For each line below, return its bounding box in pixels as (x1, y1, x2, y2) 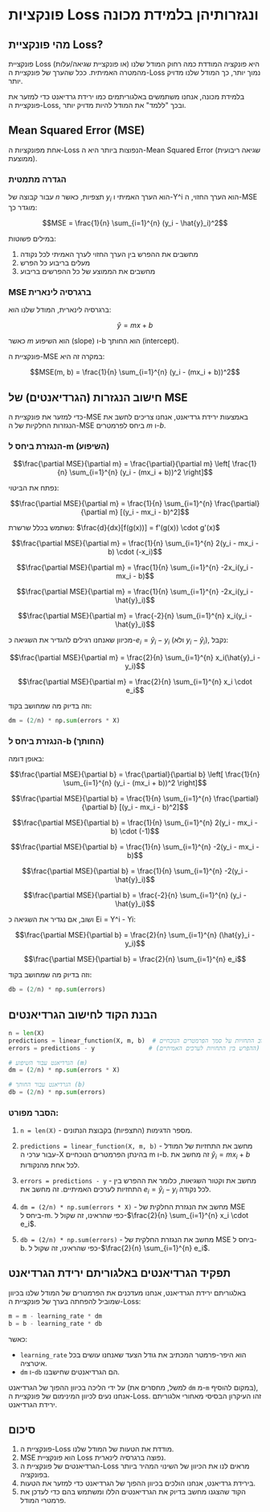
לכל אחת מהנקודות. (19, 1160, 80, 1170)
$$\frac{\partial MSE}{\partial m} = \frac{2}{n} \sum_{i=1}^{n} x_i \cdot (18, 677, 252, 686)
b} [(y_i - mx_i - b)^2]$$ (109, 802, 189, 812)
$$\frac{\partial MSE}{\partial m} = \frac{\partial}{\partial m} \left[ (13, 459, 231, 469)
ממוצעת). (8, 153, 38, 163)
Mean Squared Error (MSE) (8, 123, 145, 138)
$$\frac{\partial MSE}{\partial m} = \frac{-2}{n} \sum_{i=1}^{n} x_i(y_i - (18, 611, 252, 621)
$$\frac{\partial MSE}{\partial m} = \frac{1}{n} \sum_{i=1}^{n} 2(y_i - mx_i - (10, 538, 260, 549)
